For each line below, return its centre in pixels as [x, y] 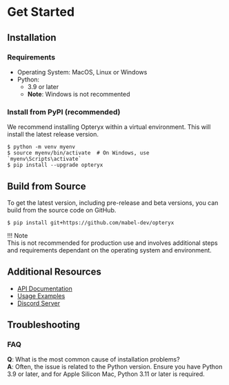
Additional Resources [54, 272]
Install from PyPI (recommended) [64, 112]
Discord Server [39, 303]
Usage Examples [41, 296]
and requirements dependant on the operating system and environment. [109, 250]
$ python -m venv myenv [41, 147]
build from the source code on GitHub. [62, 210]
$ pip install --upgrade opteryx [55, 165]
